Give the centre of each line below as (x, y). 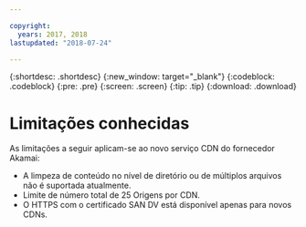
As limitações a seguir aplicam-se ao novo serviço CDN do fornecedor (142, 149)
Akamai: (25, 158)
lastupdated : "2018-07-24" (61, 43)
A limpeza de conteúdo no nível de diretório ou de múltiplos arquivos (152, 176)
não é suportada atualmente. (77, 186)
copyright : (30, 26)
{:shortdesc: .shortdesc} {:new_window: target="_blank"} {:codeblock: (142, 77)
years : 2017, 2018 (53, 34)
